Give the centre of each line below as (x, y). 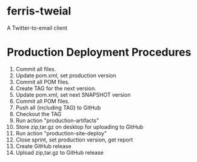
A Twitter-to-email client (37, 28)
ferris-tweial (39, 11)
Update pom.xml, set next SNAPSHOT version (73, 94)
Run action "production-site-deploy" (61, 133)
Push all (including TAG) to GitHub (58, 108)
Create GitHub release (43, 146)
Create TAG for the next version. (56, 88)
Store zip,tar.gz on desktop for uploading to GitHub (79, 127)
